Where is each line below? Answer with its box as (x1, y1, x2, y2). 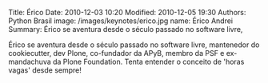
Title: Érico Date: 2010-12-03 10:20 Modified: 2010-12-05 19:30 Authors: (8, 8, 246, 17)
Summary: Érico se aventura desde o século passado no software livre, (8, 25, 243, 34)
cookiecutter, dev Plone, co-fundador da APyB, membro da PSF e (8, 49, 225, 57)
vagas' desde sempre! (8, 65, 82, 75)
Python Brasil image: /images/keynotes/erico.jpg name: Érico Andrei (8, 16, 234, 26)
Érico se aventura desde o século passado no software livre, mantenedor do (8, 40, 260, 49)
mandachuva (8, 57, 52, 66)
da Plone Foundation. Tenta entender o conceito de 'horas (52, 57, 245, 66)
